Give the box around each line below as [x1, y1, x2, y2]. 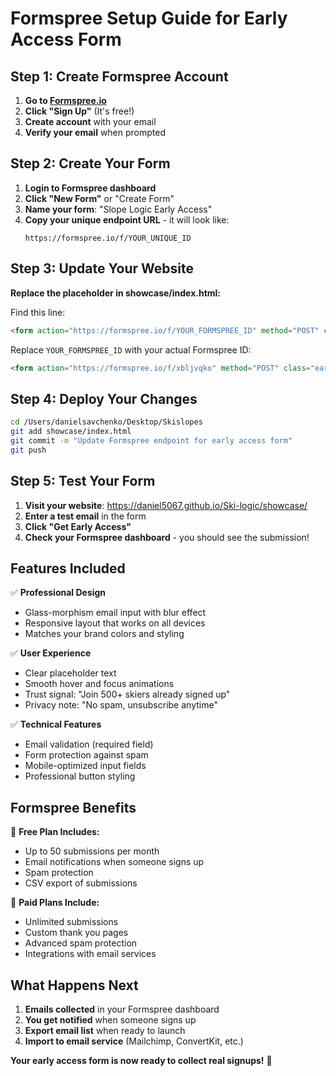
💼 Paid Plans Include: [10, 897, 100, 909]
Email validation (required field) [24, 738, 154, 751]
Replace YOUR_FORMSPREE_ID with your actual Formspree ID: [10, 343, 252, 356]
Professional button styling [24, 770, 136, 782]
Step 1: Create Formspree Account [10, 68, 229, 85]
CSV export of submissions [24, 877, 138, 889]
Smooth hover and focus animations [24, 678, 175, 690]
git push [10, 445, 47, 455]
